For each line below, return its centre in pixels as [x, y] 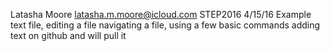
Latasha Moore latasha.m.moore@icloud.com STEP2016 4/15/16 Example [161, 14]
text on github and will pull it [68, 35]
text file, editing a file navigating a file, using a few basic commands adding [165, 25]
